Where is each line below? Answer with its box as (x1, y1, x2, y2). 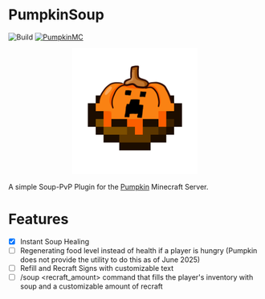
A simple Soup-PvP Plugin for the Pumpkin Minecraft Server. (8, 182, 209, 191)
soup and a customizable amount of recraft (19, 281, 163, 291)
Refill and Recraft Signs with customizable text (19, 264, 174, 272)
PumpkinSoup (8, 6, 104, 24)
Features (8, 211, 69, 228)
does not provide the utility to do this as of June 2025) (19, 255, 201, 264)
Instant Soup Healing (19, 236, 90, 246)
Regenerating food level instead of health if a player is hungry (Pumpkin (19, 245, 258, 255)
